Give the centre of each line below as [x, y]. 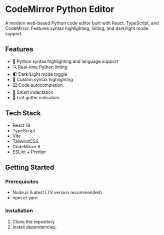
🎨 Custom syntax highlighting [43, 79]
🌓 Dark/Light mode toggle [40, 74]
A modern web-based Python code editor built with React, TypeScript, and [82, 23]
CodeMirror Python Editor [60, 9]
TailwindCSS [25, 141]
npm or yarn [25, 198]
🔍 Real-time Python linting [40, 67]
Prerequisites [22, 182]
